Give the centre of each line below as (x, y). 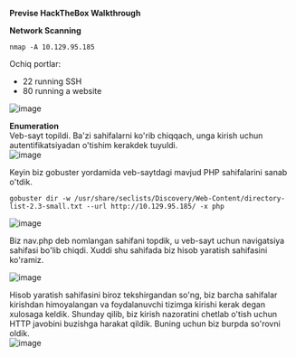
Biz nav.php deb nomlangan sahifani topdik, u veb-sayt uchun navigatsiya (147, 240)
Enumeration (34, 126)
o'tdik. (21, 182)
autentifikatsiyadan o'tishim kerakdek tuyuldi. (94, 145)
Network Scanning (45, 30)
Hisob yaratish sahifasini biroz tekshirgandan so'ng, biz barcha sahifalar (143, 295)
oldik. (19, 333)
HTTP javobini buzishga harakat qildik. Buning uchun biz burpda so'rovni (145, 324)
